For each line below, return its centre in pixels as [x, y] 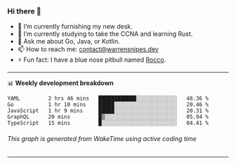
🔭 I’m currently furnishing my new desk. [75, 27]
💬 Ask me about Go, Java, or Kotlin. [69, 41]
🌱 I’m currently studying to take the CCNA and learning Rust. [105, 34]
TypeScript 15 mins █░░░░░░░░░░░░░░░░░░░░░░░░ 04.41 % [108, 123]
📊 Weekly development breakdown [60, 83]
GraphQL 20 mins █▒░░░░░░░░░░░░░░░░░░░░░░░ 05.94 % [108, 117]
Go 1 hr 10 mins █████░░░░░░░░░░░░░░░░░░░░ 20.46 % [108, 105]
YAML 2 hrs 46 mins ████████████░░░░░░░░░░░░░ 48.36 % [108, 99]
